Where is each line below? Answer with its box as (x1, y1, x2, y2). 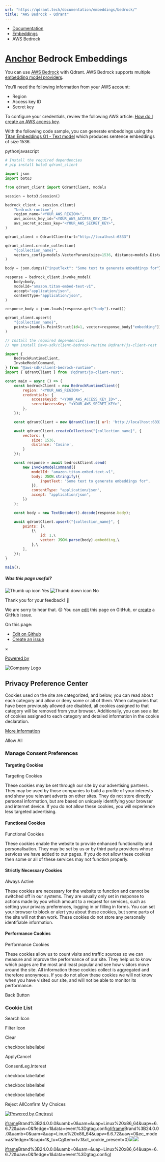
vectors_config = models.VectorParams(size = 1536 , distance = (14, 252, 135, 258)
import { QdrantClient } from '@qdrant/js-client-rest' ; (5, 370, 124, 375)
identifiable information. (5, 919, 53, 925)
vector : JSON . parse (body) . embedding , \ (40, 538, 120, 543)
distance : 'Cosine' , (31, 442, 74, 447)
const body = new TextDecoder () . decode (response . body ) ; (14, 510, 131, 515)
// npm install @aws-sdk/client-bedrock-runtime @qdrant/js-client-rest (5, 343, 157, 348)
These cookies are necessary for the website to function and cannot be (5, 888, 150, 894)
